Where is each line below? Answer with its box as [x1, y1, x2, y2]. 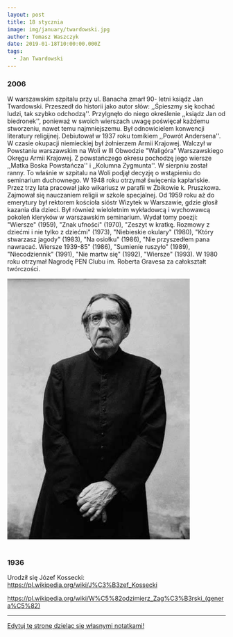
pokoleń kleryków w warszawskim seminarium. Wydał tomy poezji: [7, 213, 198, 222]
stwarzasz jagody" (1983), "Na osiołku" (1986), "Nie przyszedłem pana [7, 235, 210, 243]
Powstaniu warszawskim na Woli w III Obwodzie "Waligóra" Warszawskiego [7, 147, 224, 155]
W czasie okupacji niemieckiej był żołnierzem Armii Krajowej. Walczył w [7, 139, 212, 147]
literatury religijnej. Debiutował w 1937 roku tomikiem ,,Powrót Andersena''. [7, 132, 221, 140]
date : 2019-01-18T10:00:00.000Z [7, 40, 101, 48]
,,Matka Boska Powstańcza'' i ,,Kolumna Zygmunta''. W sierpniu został [7, 161, 208, 170]
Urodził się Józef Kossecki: [7, 574, 85, 582]
